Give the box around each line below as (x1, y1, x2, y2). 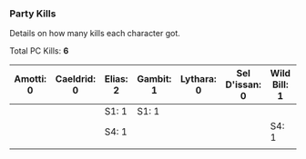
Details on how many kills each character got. (9, 28, 180, 39)
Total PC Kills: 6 (9, 45, 69, 56)
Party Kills (9, 7, 56, 20)
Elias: (104, 73, 128, 85)
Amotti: (14, 73, 47, 85)
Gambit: (136, 73, 172, 85)
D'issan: (225, 78, 262, 91)
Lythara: (180, 73, 217, 85)
